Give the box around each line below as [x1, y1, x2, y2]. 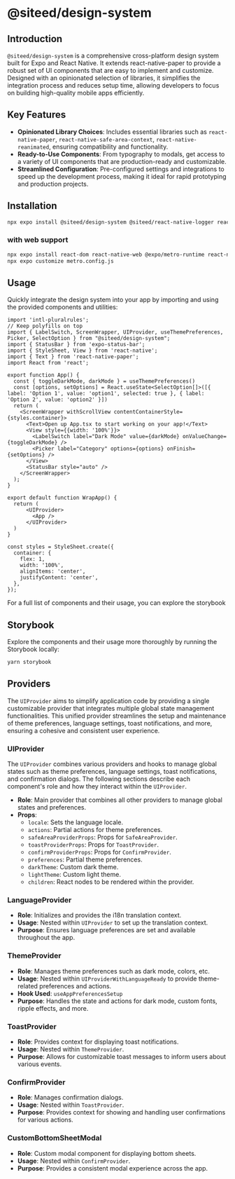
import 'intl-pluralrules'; [7, 317, 90, 324]
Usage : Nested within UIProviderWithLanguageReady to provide [17, 974, 197, 983]
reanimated [17, 144, 50, 151]
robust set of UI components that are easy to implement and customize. [7, 67, 214, 74]
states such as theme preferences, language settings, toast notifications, [7, 768, 218, 776]
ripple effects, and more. [17, 1004, 89, 1012]
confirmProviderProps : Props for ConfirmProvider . [27, 848, 171, 857]
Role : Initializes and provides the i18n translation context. [17, 911, 182, 920]
